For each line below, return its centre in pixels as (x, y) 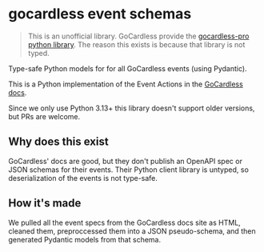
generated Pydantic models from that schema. (85, 239)
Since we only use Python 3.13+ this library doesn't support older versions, (132, 108)
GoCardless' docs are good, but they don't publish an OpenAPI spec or (125, 161)
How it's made (45, 204)
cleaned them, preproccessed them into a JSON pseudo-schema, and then (132, 231)
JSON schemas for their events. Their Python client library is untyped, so (129, 170)
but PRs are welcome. (44, 116)
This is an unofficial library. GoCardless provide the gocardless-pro (138, 36)
